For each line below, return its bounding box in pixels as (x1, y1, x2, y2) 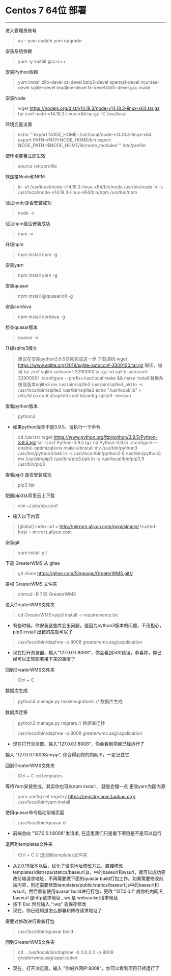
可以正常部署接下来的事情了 (17, 656, 75, 662)
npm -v (17, 230, 34, 236)
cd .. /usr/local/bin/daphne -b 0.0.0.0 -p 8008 (17, 949, 114, 955)
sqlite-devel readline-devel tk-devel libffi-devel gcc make (30, 84, 151, 90)
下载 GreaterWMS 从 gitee (5, 560, 60, 566)
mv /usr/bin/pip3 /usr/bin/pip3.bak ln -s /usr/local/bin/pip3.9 (17, 456, 145, 462)
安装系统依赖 (5, 48, 32, 54)
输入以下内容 (12, 513, 40, 519)
